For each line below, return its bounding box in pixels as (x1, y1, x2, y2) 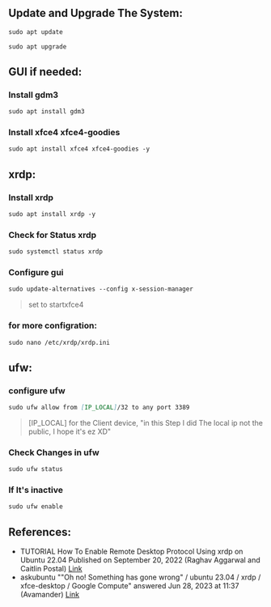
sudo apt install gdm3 (8, 108, 85, 116)
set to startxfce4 (28, 299, 84, 310)
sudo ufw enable (8, 503, 63, 511)
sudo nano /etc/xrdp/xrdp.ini (8, 338, 111, 346)
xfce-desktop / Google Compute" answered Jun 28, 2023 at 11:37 (19, 581, 239, 591)
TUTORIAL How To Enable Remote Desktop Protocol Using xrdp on (19, 546, 243, 557)
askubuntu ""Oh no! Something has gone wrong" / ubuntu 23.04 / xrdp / (19, 572, 261, 582)
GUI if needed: (8, 65, 83, 79)
